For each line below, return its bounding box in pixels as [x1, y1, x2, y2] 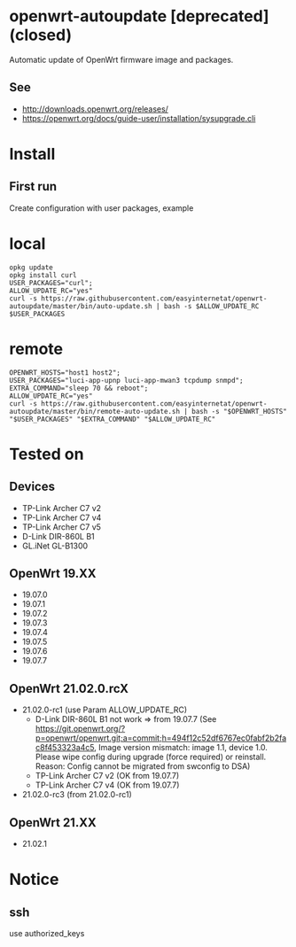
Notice [9, 870, 59, 889]
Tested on [9, 444, 84, 464]
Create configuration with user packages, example [9, 202, 194, 213]
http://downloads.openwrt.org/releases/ [21, 104, 168, 114]
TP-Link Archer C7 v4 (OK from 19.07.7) [35, 780, 180, 790]
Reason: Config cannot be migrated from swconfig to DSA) [35, 761, 251, 772]
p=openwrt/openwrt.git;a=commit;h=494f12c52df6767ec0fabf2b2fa [35, 733, 287, 743]
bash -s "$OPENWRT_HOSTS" [191, 407, 288, 415]
